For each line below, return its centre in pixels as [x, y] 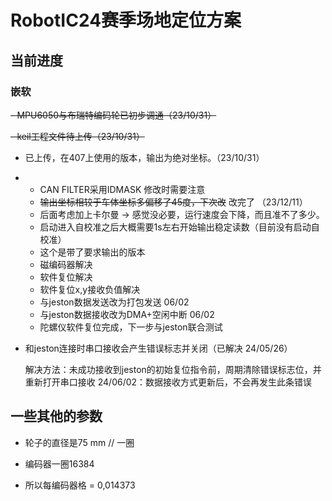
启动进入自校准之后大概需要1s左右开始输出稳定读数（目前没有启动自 [179, 227]
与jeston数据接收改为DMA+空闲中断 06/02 [127, 314]
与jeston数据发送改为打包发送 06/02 [114, 302]
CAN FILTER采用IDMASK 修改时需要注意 [122, 189]
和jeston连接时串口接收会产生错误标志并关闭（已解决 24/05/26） [158, 348]
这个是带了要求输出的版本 [92, 252]
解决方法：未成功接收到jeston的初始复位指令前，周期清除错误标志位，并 [173, 369]
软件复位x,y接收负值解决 [90, 289]
